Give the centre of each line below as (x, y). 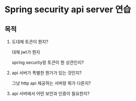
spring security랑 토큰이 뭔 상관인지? (48, 62)
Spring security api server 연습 (68, 10)
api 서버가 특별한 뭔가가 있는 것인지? (47, 73)
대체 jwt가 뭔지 (26, 52)
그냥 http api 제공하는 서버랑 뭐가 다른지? (51, 83)
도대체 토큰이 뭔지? (30, 42)
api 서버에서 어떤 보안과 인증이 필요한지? (51, 93)
